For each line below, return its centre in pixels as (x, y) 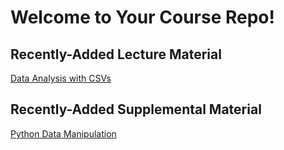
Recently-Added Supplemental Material (136, 109)
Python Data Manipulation (63, 133)
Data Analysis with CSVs (61, 78)
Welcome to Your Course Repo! (142, 17)
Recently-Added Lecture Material (116, 54)
